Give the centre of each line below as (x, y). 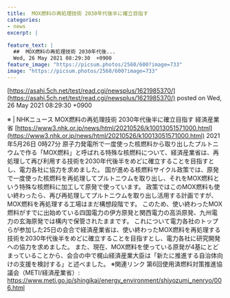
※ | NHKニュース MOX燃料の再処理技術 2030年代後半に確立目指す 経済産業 (113, 119)
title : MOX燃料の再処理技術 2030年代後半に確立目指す (78, 13)
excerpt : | (23, 33)
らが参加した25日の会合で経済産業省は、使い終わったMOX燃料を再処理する (114, 229)
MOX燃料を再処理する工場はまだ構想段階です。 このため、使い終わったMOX (115, 204)
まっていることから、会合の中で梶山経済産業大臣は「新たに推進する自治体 (112, 255)
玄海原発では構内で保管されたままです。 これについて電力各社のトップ (118, 221)
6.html (16, 287)
